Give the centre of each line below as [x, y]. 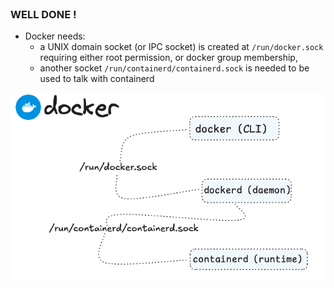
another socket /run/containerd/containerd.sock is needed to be [174, 68]
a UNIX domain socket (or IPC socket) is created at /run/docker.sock [181, 47]
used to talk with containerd [97, 79]
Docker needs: [55, 36]
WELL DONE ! [43, 14]
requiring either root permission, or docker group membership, [168, 58]
